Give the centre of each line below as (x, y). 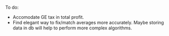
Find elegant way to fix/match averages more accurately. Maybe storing (88, 23)
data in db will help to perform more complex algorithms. (72, 28)
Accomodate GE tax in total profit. (48, 17)
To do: (12, 7)
